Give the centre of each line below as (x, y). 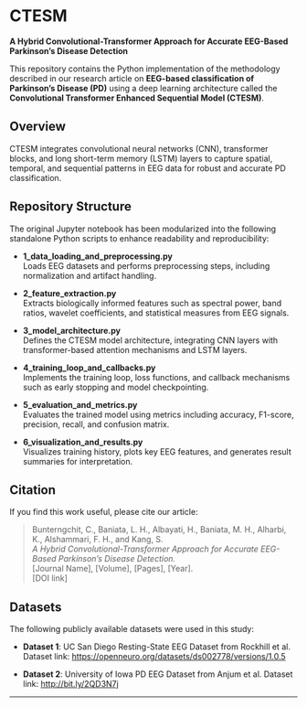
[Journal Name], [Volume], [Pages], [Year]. (112, 569)
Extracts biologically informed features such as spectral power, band (152, 303)
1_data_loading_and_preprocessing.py (98, 256)
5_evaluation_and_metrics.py (80, 404)
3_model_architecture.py (72, 330)
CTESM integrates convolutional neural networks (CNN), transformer (139, 148)
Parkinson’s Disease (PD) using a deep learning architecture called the (143, 88)
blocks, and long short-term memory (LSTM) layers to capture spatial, (141, 158)
